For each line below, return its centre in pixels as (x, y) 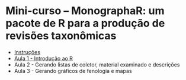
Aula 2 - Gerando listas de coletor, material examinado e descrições (97, 64)
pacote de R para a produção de (85, 23)
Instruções (27, 52)
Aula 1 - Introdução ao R (44, 58)
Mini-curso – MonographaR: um (85, 11)
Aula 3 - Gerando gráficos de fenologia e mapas (73, 71)
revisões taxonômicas (61, 36)
